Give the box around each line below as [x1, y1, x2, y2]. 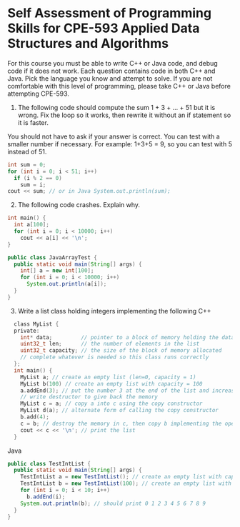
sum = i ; [20, 181, 46, 189]
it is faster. [17, 118, 49, 126]
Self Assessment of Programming [7, 5, 212, 21]
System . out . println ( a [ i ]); [26, 281, 107, 288]
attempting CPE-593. [7, 89, 70, 98]
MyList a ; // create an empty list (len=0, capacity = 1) [20, 373, 196, 381]
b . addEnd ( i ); [26, 493, 66, 501]
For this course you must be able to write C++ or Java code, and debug [7, 59, 218, 67]
